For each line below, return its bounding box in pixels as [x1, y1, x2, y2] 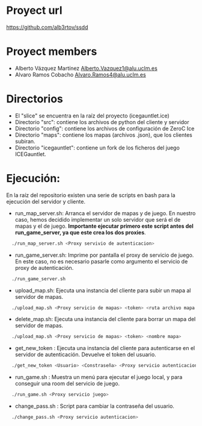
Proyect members [6, 45, 97, 58]
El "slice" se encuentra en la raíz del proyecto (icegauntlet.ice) [14, 112, 170, 119]
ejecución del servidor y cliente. [6, 198, 86, 205]
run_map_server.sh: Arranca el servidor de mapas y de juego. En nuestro [14, 209, 196, 217]
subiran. [14, 137, 35, 145]
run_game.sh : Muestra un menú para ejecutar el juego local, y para [14, 374, 183, 381]
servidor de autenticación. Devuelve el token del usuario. [14, 351, 156, 359]
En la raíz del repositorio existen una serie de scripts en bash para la [6, 191, 176, 199]
